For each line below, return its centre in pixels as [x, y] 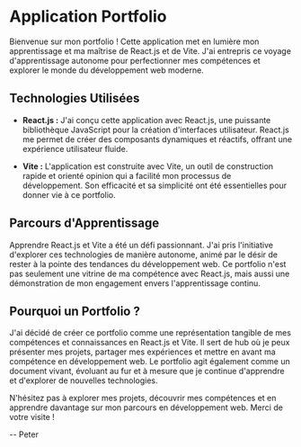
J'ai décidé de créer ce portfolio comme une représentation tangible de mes [150, 333]
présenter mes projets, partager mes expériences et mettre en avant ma [142, 352]
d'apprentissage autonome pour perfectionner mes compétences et [135, 60]
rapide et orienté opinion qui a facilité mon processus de [127, 175]
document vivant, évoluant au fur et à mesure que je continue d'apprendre [147, 371]
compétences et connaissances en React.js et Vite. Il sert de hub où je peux [150, 343]
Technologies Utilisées [75, 98]
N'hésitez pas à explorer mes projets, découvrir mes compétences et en [143, 398]
